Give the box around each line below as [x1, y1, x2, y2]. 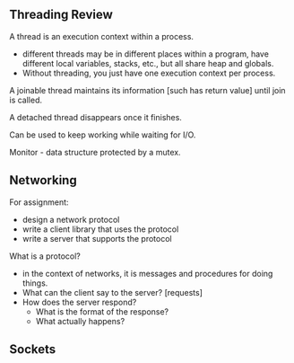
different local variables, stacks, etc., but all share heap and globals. [22, 58, 274, 68]
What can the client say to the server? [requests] [22, 287, 203, 297]
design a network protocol [22, 214, 120, 225]
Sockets [9, 341, 56, 358]
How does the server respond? [22, 297, 137, 307]
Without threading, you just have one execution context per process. [22, 67, 276, 78]
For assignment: [9, 197, 69, 208]
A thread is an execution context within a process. [9, 31, 195, 41]
